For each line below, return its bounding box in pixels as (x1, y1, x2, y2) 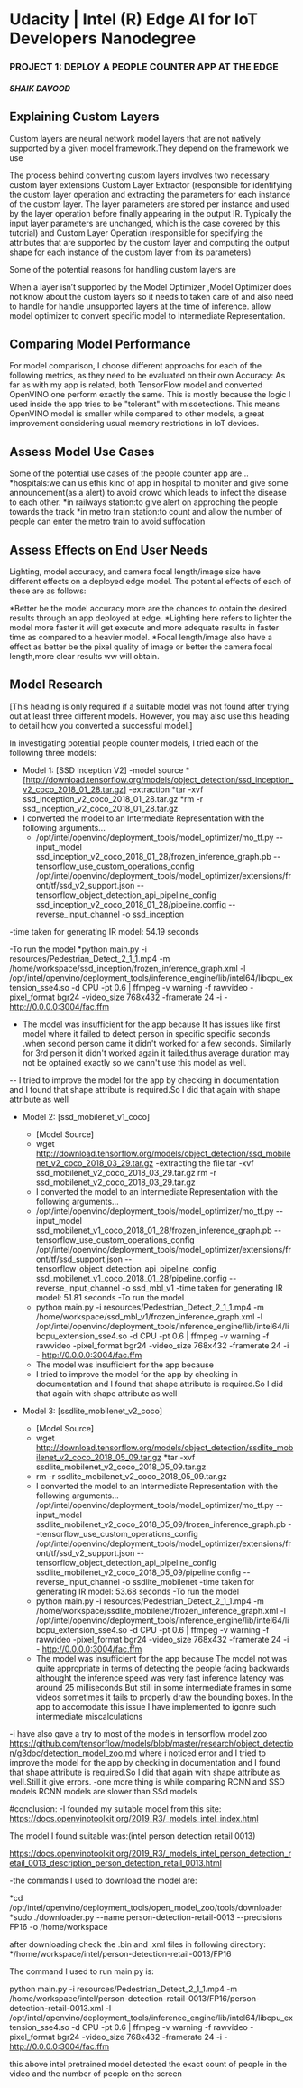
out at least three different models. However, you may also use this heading (9, 710, 290, 722)
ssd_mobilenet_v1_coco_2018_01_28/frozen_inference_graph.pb (35, 1225, 272, 1235)
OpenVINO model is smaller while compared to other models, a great (9, 408, 264, 419)
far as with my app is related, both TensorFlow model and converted (9, 379, 263, 390)
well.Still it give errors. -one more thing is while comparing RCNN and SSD (9, 1776, 286, 1787)
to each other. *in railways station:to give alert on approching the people (9, 497, 278, 508)
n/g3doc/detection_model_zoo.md (9, 1748, 137, 1758)
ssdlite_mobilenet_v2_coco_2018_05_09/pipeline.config (35, 1567, 242, 1578)
